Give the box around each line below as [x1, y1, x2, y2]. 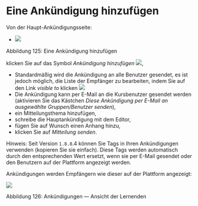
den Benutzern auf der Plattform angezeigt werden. [6, 159, 132, 166]
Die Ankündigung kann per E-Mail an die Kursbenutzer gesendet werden [14, 91, 192, 98]
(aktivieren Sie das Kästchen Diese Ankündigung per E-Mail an [14, 96, 168, 104]
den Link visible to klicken [14, 84, 78, 91]
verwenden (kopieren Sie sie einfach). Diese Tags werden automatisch [6, 146, 178, 153]
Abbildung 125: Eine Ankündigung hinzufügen [6, 47, 118, 54]
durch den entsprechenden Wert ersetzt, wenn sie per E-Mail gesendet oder [6, 152, 192, 159]
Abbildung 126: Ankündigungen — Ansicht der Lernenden [6, 192, 147, 199]
